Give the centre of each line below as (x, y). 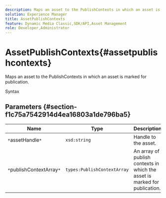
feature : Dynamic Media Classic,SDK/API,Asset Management (66, 23)
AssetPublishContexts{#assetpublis (82, 53)
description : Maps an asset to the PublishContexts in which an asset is (83, 10)
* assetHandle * (25, 140)
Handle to (145, 137)
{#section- (60, 107)
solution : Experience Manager (36, 14)
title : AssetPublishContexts (35, 19)
